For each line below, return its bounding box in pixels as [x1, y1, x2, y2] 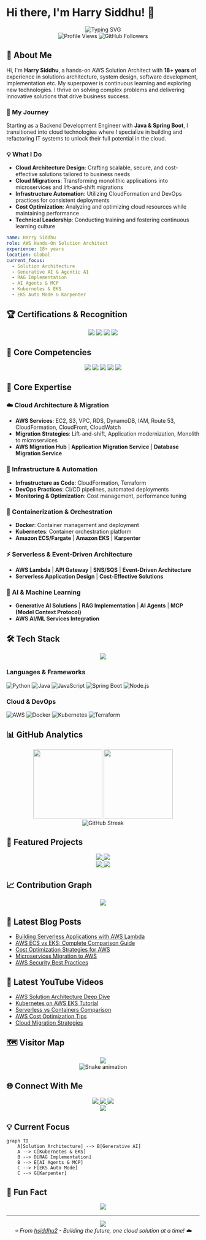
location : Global [6, 252, 51, 258]
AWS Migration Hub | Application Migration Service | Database [15, 443, 179, 450]
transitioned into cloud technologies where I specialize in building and [6, 128, 183, 136]
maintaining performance [15, 210, 80, 217]
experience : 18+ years [6, 246, 64, 252]
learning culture [15, 223, 56, 230]
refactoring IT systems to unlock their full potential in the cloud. [6, 135, 167, 142]
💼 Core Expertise [6, 382, 72, 392]
